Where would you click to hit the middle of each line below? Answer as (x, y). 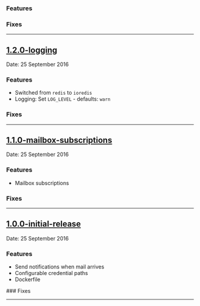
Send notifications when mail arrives (60, 267)
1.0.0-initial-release (44, 224)
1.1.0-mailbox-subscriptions (59, 140)
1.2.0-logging (32, 50)
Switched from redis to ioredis (53, 93)
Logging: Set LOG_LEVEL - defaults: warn (62, 99)
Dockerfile (27, 280)
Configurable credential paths (51, 273)
